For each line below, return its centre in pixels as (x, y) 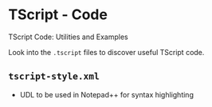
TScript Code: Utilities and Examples (69, 37)
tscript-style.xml (54, 76)
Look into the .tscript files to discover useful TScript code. (106, 52)
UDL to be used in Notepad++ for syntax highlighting (106, 94)
